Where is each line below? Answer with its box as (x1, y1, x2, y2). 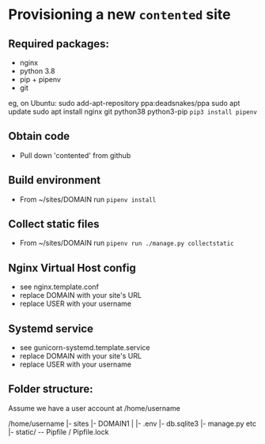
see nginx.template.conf (19, 282, 99, 292)
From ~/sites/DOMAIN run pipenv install (19, 194, 157, 204)
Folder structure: (8, 382, 93, 396)
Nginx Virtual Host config (8, 261, 136, 274)
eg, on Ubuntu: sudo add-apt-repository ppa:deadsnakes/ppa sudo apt (8, 99, 240, 107)
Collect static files (8, 217, 100, 231)
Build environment (8, 174, 101, 187)
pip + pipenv (19, 75, 62, 84)
